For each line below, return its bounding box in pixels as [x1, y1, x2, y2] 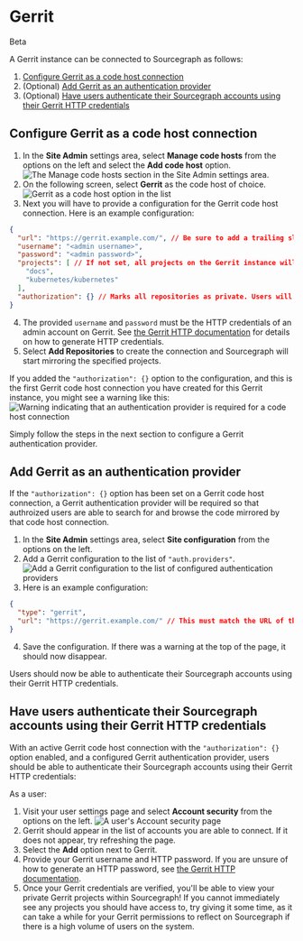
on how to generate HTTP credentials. [22, 336, 165, 346]
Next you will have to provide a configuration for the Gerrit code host [22, 198, 279, 208]
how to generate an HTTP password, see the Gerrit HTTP [22, 863, 236, 874]
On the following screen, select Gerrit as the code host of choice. [22, 179, 266, 189]
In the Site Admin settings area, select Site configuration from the [22, 534, 271, 545]
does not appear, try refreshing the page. [22, 835, 176, 845]
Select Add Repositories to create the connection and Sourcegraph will [22, 346, 289, 356]
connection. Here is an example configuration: [22, 208, 195, 218]
